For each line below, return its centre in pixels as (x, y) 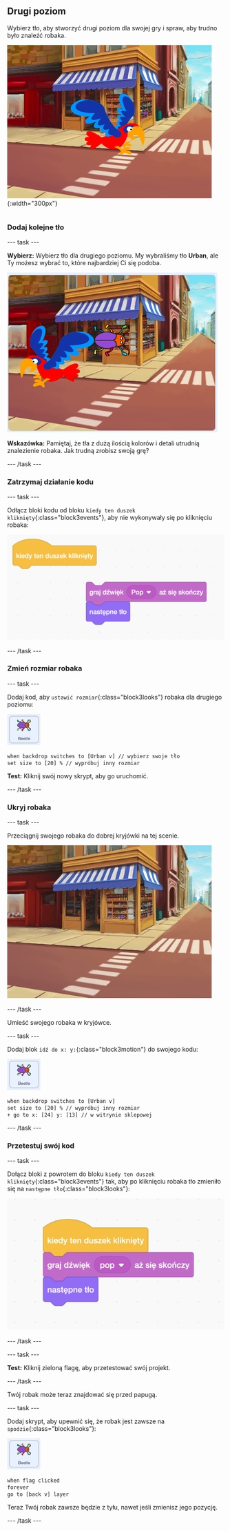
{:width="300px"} (32, 203)
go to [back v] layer (38, 1494)
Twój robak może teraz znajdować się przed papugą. (82, 1394)
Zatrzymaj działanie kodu (51, 482)
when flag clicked (33, 1481)
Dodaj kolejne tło (36, 227)
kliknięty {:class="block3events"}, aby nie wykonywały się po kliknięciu (109, 518)
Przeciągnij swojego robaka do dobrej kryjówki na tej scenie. (93, 836)
